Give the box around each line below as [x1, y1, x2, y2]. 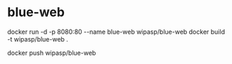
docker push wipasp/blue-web [7, 49, 96, 57]
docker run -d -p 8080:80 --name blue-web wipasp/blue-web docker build [7, 27, 225, 36]
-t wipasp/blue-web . [7, 34, 69, 43]
